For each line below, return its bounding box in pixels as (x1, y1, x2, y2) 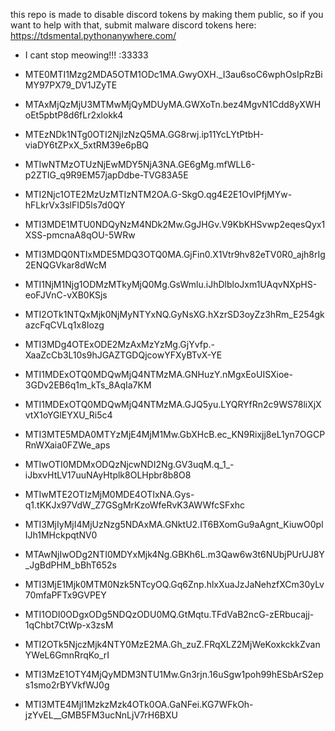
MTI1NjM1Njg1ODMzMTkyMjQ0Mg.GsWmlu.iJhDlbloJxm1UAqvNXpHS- (24, 279, 318, 290)
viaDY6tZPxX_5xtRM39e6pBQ (24, 139, 150, 151)
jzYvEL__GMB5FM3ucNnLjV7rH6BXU (24, 709, 178, 721)
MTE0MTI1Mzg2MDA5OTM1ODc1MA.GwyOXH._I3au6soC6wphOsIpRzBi (24, 69, 323, 80)
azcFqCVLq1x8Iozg (24, 319, 105, 331)
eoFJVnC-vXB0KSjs (24, 289, 108, 301)
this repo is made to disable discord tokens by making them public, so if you (10, 9, 324, 20)
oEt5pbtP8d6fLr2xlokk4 (24, 109, 124, 121)
